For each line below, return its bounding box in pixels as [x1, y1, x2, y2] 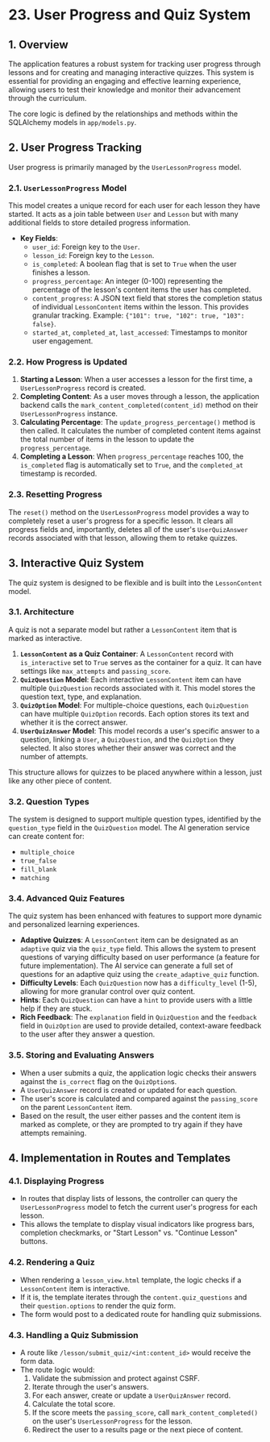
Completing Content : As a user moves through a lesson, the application [19, 392, 260, 401]
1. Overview [8, 38, 69, 52]
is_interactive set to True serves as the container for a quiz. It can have [19, 657, 262, 667]
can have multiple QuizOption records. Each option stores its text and [19, 709, 250, 718]
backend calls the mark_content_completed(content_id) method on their [19, 401, 259, 410]
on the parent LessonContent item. [19, 1102, 133, 1112]
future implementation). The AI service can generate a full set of [19, 961, 234, 970]
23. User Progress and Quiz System [8, 6, 251, 24]
